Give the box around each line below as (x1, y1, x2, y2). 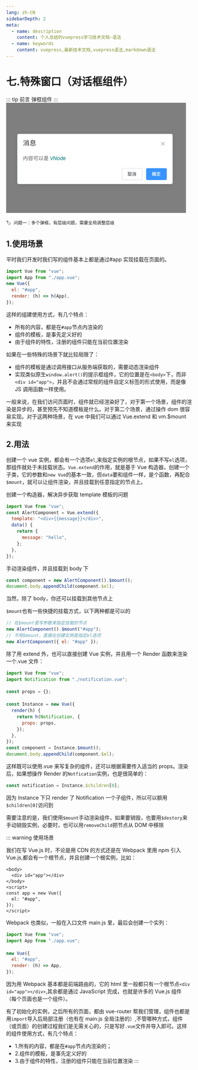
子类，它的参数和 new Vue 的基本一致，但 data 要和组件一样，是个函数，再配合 (6, 471, 190, 478)
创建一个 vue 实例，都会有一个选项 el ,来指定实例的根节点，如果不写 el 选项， (6, 456, 190, 463)
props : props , (21, 720, 57, 726)
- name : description (11, 28, 62, 34)
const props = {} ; (6, 689, 51, 695)
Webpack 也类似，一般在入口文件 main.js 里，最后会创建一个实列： (6, 919, 170, 926)
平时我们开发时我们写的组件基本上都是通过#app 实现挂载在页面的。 (6, 256, 170, 263)
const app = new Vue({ (6, 890, 62, 896)
